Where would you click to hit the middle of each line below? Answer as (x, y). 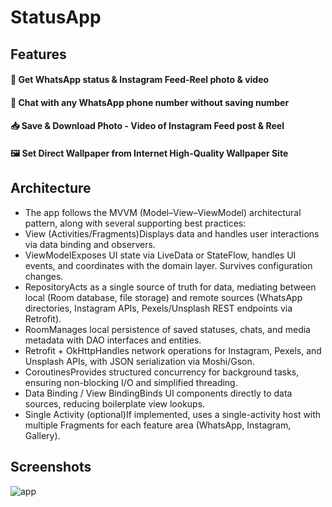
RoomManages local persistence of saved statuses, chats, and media (167, 329)
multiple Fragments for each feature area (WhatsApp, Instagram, (158, 425)
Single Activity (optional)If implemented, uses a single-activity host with (173, 414)
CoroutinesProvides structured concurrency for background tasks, (162, 372)
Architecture (51, 188)
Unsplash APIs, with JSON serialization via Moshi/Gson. (139, 361)
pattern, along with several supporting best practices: (135, 223)
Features (38, 54)
